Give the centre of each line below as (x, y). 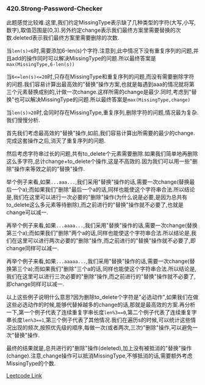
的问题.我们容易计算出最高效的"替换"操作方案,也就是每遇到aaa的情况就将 (98, 84)
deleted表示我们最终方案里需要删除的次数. (66, 38)
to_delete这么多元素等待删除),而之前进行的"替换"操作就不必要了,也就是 (95, 205)
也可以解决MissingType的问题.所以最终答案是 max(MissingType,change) (103, 99)
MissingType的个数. (31, 364)
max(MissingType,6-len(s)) (41, 65)
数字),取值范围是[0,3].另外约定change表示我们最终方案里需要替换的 (91, 30)
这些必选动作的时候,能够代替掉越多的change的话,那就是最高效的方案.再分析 (101, 305)
